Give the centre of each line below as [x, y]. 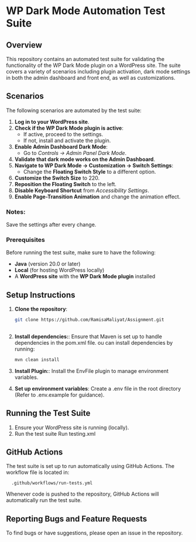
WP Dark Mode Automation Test [86, 11]
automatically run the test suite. [44, 500]
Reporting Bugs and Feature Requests [77, 519]
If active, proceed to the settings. [63, 134]
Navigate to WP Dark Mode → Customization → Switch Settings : [94, 165]
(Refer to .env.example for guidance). [59, 395]
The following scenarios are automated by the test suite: [74, 110]
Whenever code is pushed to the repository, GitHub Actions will [82, 494]
